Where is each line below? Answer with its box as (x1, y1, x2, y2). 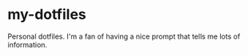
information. (7, 39, 48, 49)
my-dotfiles (7, 6, 87, 24)
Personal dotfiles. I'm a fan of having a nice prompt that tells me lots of (7, 32, 241, 41)
